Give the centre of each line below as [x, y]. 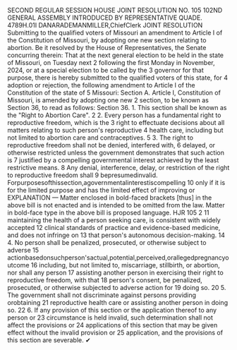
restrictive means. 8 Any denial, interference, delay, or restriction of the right [119, 168]
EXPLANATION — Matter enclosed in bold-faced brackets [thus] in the [110, 198]
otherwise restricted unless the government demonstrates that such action [116, 152]
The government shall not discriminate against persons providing [102, 295]
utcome [18, 265]
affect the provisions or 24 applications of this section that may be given [113, 325]
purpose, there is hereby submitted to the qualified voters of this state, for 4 [117, 78]
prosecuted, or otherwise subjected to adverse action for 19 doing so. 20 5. [117, 288]
